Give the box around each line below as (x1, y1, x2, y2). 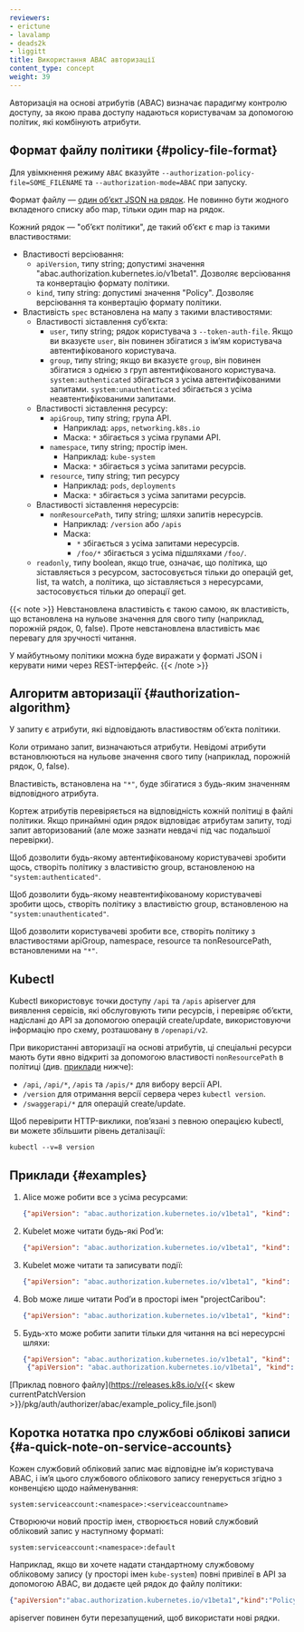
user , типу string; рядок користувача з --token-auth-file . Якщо (49, 326, 294, 337)
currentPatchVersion (9, 1389, 86, 1400)
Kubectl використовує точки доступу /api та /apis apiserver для (9, 995, 256, 1007)
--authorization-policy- (161, 169, 255, 178)
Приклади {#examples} (9, 1168, 147, 1183)
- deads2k (9, 38, 47, 48)
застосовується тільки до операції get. (35, 586, 187, 597)
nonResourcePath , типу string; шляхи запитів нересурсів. (49, 509, 264, 520)
